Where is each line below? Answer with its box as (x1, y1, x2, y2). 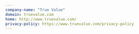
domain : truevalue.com (5, 12, 54, 17)
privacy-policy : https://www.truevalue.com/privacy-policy (5, 21, 134, 26)
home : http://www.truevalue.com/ (5, 16, 77, 21)
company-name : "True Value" (5, 7, 66, 12)
